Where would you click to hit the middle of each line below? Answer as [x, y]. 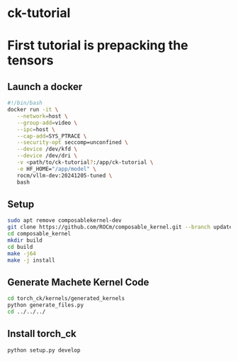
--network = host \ [42, 116]
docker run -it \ [33, 110]
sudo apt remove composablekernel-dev [64, 221]
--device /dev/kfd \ [47, 149]
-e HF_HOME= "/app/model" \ [57, 169]
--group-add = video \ [47, 123]
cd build [20, 247]
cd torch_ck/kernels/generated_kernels [66, 299]
